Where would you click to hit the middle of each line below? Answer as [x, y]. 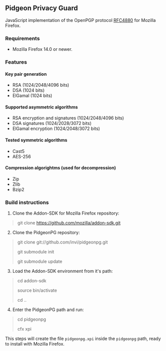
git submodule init [36, 252]
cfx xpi [24, 329]
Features [16, 62]
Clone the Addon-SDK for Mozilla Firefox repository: [66, 213]
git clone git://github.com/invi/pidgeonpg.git [63, 242]
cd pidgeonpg [32, 319]
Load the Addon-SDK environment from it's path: [63, 271]
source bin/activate [37, 290]
